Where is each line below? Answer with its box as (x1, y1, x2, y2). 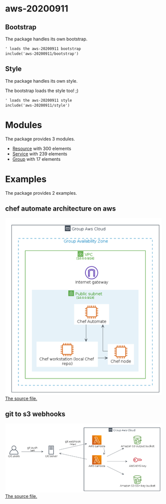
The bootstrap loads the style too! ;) (5, 88, 79, 94)
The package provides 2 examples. (5, 190, 77, 196)
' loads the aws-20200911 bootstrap (5, 46, 81, 51)
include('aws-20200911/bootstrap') (5, 51, 79, 56)
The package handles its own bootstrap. (5, 36, 88, 42)
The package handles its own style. (5, 78, 78, 84)
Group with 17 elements (12, 156, 61, 162)
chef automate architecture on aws (5, 205, 116, 213)
